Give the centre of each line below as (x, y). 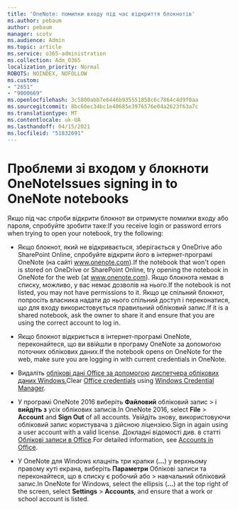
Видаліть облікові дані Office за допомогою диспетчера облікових (118, 373)
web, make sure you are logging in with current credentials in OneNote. (122, 360)
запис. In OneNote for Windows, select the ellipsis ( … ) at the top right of (123, 484)
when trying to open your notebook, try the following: (85, 233)
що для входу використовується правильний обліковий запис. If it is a (123, 308)
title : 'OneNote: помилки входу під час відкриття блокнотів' (101, 14)
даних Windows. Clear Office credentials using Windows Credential (116, 381)
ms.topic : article (34, 47)
